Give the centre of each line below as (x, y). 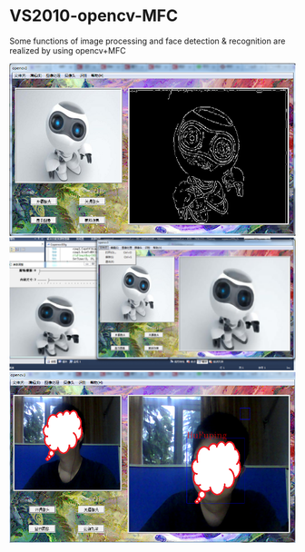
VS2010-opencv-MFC (94, 16)
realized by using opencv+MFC (68, 50)
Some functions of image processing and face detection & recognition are (148, 41)
